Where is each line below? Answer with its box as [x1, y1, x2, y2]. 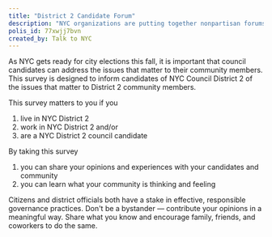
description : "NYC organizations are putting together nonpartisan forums [8, 19, 266, 28]
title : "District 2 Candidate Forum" [8, 11, 136, 20]
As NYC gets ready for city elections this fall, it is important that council [8, 57, 247, 66]
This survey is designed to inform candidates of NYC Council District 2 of [8, 74, 253, 83]
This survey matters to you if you [8, 98, 119, 108]
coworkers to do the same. [8, 221, 98, 231]
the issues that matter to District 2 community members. [8, 83, 197, 92]
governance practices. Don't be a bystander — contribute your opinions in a [8, 204, 262, 214]
